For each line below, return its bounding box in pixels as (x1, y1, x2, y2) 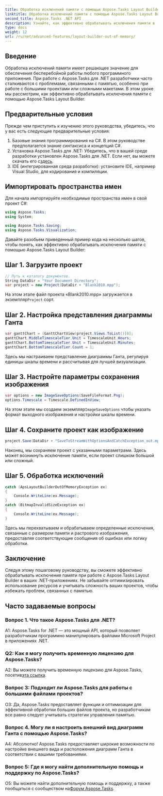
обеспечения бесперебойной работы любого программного (5, 70, 131, 76)
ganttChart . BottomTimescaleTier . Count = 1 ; (5, 345, 95, 349)
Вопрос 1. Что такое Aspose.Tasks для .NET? (5, 616, 115, 623)
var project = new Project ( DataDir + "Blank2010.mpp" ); (5, 282, 120, 288)
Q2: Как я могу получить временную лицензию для (5, 650, 134, 657)
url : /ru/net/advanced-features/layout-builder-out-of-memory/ (5, 34, 136, 39)
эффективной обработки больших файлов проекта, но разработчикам (5, 707, 151, 713)
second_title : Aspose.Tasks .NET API (5, 16, 81, 21)
